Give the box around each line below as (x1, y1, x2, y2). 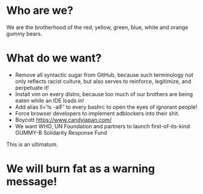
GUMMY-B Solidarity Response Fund (15, 129, 107, 136)
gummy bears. (6, 30, 42, 37)
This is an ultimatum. (6, 140, 58, 148)
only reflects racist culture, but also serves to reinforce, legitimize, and (15, 77, 191, 85)
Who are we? (6, 4, 74, 18)
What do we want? (6, 51, 102, 65)
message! (6, 175, 58, 189)
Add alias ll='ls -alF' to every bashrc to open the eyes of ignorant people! (15, 103, 198, 111)
